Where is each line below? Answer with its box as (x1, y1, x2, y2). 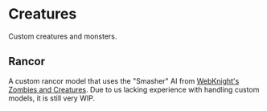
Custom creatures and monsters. (8, 31, 117, 41)
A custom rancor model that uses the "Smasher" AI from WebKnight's (8, 76, 240, 85)
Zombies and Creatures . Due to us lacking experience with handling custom (8, 84, 260, 94)
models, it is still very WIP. (8, 93, 95, 103)
